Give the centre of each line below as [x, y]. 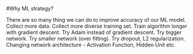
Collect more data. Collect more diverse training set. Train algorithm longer [96, 26]
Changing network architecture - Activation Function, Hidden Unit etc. [91, 45]
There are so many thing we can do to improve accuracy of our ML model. [96, 20]
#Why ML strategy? [30, 9]
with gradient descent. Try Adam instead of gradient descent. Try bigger [94, 32]
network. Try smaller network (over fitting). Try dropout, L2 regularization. [96, 38]
